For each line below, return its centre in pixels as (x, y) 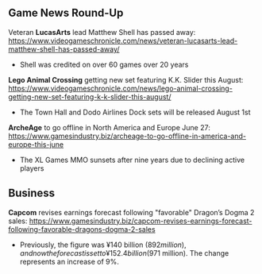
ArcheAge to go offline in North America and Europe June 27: (109, 127)
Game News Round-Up (66, 13)
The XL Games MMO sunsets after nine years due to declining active (132, 160)
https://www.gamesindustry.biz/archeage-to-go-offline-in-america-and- (127, 136)
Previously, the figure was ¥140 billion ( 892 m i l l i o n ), (103, 245)
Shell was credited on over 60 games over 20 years (104, 64)
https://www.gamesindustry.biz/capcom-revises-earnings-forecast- (141, 221)
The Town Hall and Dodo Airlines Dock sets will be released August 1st (135, 112)
